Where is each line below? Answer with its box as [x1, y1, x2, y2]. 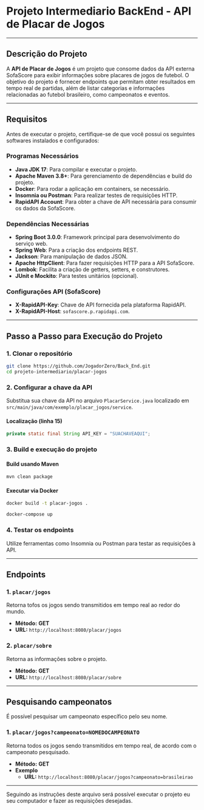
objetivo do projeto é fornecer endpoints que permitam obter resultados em [6, 78, 195, 85]
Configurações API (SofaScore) [6, 288, 101, 296]
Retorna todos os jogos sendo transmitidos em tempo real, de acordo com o [6, 742, 197, 749]
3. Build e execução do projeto [6, 445, 97, 454]
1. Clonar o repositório [6, 349, 73, 358]
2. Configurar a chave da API [6, 383, 93, 392]
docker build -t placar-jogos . [6, 500, 88, 507]
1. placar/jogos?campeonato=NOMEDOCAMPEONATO [6, 728, 140, 736]
